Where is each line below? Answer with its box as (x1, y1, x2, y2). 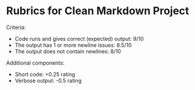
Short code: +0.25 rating (14, 70, 76, 78)
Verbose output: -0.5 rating (14, 77, 82, 84)
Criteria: (6, 24, 26, 31)
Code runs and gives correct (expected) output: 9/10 (14, 35, 144, 42)
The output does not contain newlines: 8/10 (14, 47, 121, 54)
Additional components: (6, 59, 65, 66)
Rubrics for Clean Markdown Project (6, 4, 189, 18)
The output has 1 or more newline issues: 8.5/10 (14, 41, 132, 49)
